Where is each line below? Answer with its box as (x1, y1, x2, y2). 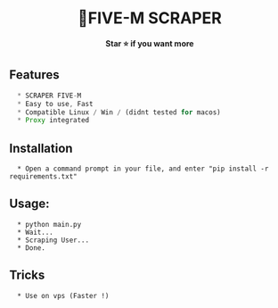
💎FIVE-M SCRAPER (77, 8, 223, 29)
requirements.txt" (9, 172, 78, 181)
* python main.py (17, 220, 82, 229)
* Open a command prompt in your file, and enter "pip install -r (17, 164, 269, 173)
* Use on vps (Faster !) (17, 291, 110, 300)
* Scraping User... (17, 236, 90, 245)
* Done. (17, 243, 46, 253)
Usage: (9, 196, 51, 212)
